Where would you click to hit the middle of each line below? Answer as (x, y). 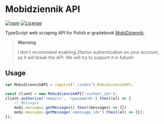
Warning (27, 42)
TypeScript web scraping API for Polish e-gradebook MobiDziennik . (75, 32)
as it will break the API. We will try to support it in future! (75, 57)
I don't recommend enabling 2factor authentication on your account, (88, 52)
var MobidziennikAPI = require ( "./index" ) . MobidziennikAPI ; (69, 84)
